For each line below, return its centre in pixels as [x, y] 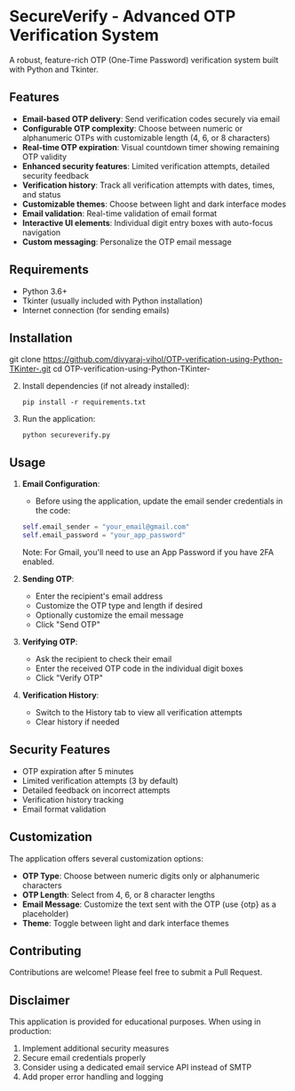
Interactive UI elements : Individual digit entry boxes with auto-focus [147, 222]
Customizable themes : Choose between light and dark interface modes [154, 204]
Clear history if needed [77, 722]
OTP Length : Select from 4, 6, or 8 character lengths [119, 894]
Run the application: [59, 419]
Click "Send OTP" [68, 624]
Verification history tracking [73, 799]
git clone [25, 360]
